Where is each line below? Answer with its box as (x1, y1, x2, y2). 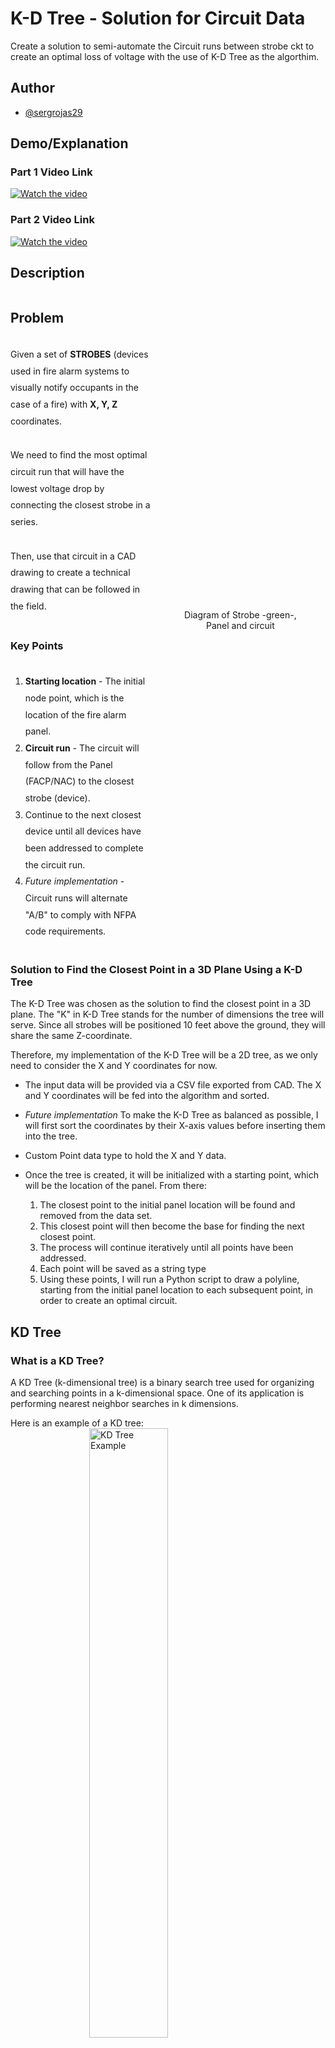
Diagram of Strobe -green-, (184, 609, 297, 621)
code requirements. (24, 925, 107, 937)
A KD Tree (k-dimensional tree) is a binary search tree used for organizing (10, 1377, 315, 1389)
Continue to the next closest (24, 808, 142, 821)
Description (10, 265, 85, 282)
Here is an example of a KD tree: (10, 1417, 144, 1429)
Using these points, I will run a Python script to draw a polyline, (39, 1273, 300, 1286)
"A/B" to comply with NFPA (24, 908, 137, 921)
